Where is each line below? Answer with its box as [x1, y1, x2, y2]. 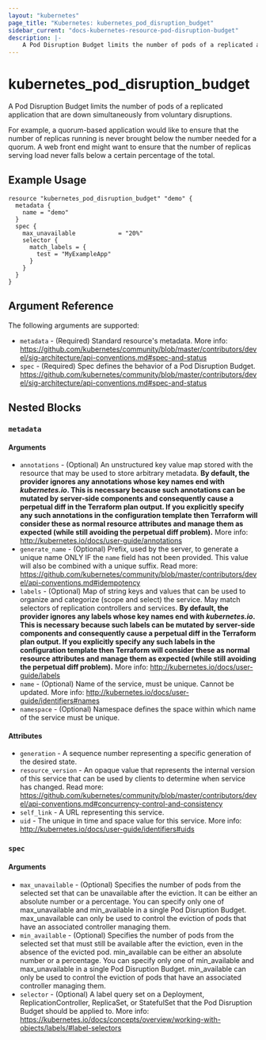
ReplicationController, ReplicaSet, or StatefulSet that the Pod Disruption [19, 997, 253, 1007]
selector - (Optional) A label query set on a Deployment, [19, 989, 204, 999]
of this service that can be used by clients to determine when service [19, 774, 246, 784]
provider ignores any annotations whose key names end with [19, 477, 225, 486]
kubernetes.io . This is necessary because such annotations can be [19, 485, 245, 495]
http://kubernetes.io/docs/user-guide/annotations [19, 536, 183, 546]
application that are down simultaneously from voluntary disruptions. [8, 110, 233, 120]
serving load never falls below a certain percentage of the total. [8, 151, 215, 160]
